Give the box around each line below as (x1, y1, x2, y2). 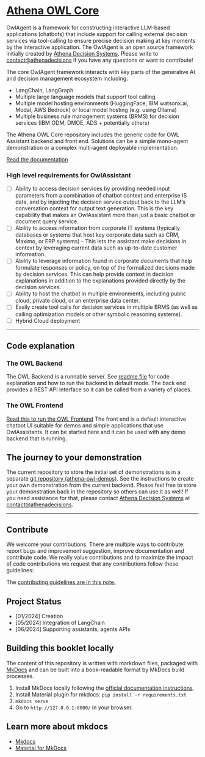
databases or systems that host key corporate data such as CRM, (15, 231, 180, 238)
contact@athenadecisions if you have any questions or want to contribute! (6, 56, 193, 64)
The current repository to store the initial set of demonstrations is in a (6, 468, 181, 476)
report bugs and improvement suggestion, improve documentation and (6, 547, 184, 555)
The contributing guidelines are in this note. (6, 578, 116, 586)
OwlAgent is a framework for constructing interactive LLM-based (6, 24, 170, 31)
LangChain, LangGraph (15, 86, 74, 94)
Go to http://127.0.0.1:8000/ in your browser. (15, 704, 133, 711)
